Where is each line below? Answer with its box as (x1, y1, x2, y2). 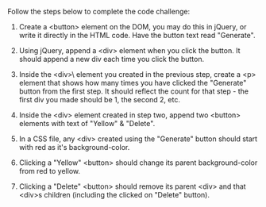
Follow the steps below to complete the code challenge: (7, 7, 191, 16)
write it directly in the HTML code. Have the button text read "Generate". (18, 31, 256, 40)
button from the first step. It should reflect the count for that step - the (18, 86, 249, 96)
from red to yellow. (18, 167, 81, 175)
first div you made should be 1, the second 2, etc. (18, 95, 180, 104)
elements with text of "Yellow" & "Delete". (18, 119, 156, 128)
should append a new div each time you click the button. (18, 55, 204, 63)
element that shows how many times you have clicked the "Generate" (18, 79, 247, 87)
